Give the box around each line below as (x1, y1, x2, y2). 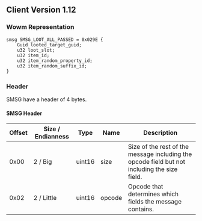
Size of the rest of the (128, 143, 189, 151)
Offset (9, 129, 28, 137)
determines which (128, 190, 179, 198)
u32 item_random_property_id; (17, 57, 93, 64)
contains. (128, 205, 155, 213)
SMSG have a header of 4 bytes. (6, 96, 87, 103)
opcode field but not (128, 158, 185, 166)
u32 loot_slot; (17, 47, 55, 53)
